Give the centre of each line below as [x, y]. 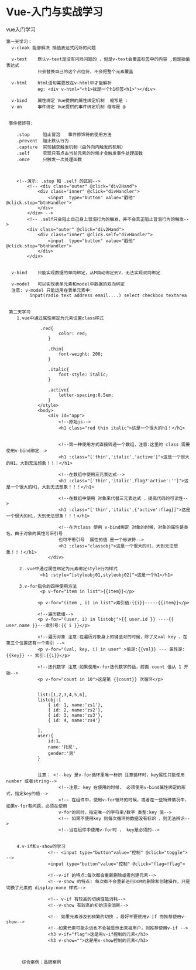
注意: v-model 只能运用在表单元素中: [52, 290]
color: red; [73, 333]
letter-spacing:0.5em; [86, 395]
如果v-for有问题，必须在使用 [37, 806]
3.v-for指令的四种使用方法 [48, 586]
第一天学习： [19, 42]
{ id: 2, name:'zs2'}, [75, 710]
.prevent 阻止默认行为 [43, 141]
